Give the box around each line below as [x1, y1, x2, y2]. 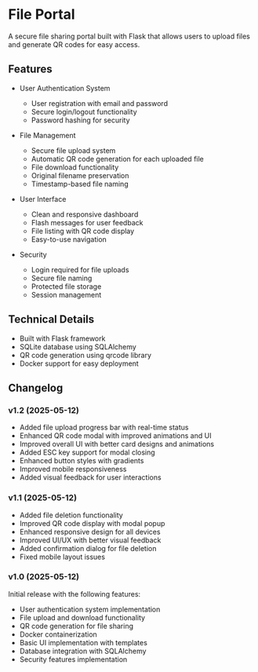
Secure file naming [31, 273, 93, 283]
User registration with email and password [31, 98, 169, 108]
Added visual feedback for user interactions [19, 473, 162, 482]
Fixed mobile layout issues [19, 552, 106, 561]
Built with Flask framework [19, 334, 106, 343]
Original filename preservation [31, 170, 129, 180]
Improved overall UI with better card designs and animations [19, 440, 214, 449]
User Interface [19, 194, 67, 203]
